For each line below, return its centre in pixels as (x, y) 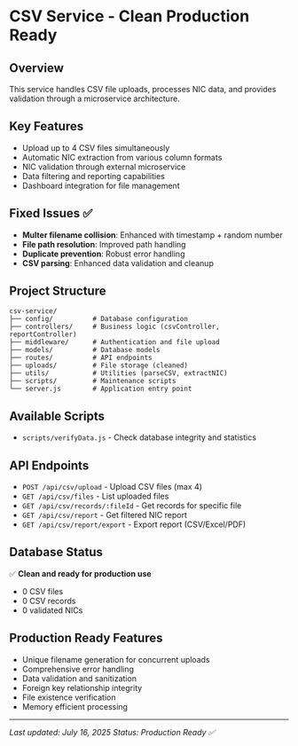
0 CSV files (43, 591)
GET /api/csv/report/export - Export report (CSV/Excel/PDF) (134, 524)
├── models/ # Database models (85, 350)
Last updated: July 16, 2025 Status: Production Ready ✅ (112, 732)
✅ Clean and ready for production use (81, 573)
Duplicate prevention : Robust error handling (103, 254)
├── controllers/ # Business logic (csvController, (114, 327)
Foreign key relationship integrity (82, 687)
